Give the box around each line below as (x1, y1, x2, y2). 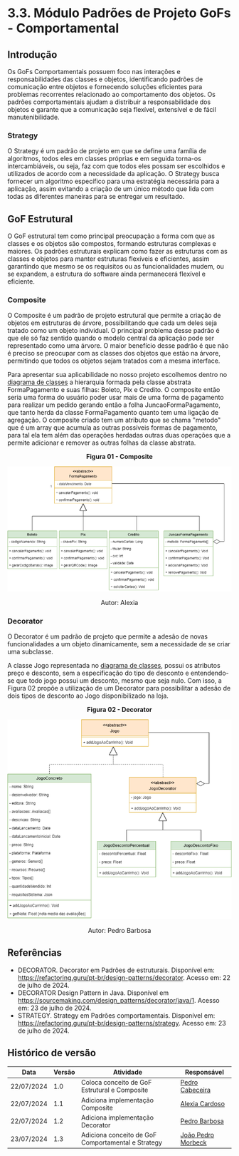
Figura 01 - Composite (86, 453, 153, 461)
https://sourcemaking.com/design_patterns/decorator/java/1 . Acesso (17, 996, 220, 1004)
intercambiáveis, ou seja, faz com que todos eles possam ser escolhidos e (7, 162, 225, 170)
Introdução (7, 48, 58, 61)
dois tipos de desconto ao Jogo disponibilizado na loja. (7, 691, 169, 700)
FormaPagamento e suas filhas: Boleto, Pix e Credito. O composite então (7, 386, 221, 394)
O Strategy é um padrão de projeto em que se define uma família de (7, 147, 207, 155)
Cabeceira (180, 1085, 211, 1095)
